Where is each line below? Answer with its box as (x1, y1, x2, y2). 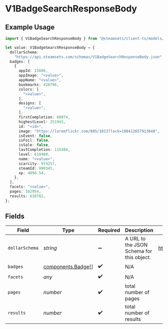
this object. (124, 254, 151, 261)
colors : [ (18, 87, 39, 92)
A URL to (124, 235, 146, 242)
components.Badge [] (43, 263, 93, 270)
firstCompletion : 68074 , (18, 115, 70, 120)
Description (124, 227, 153, 234)
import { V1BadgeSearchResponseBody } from (5, 36, 97, 41)
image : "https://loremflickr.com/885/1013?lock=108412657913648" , (18, 128, 160, 134)
